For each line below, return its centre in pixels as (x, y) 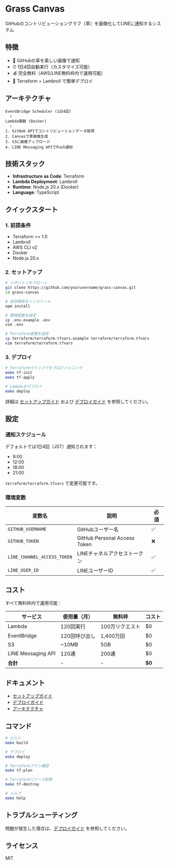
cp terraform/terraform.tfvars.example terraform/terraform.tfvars (77, 339)
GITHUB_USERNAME (27, 529)
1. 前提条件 (18, 225)
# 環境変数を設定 (21, 315)
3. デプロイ (19, 357)
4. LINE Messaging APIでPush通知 (39, 147)
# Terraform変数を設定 (27, 334)
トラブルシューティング (41, 815)
